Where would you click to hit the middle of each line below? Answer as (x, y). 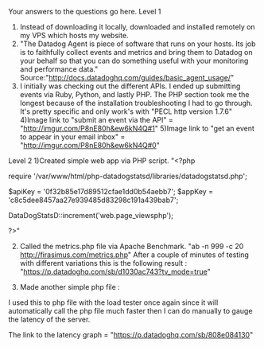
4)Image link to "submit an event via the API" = (96, 120)
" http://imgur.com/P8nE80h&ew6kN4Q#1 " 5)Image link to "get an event (137, 128)
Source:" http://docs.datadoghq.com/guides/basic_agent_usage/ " (127, 78)
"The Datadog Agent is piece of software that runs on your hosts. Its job (138, 44)
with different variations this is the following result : (103, 263)
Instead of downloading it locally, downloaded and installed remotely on (138, 27)
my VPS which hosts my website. (74, 35)
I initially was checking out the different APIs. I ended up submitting (130, 86)
